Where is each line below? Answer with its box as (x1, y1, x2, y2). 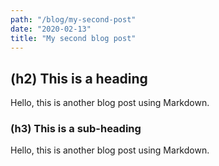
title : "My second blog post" (10, 33, 137, 43)
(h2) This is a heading (10, 70, 148, 87)
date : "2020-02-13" (10, 24, 92, 34)
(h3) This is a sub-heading (10, 122, 142, 136)
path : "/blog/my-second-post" (10, 14, 137, 25)
